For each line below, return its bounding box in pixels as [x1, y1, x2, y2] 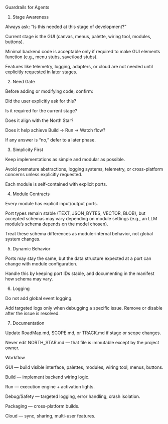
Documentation [12, 320, 45, 326]
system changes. [5, 236, 41, 242]
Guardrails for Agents [5, 5, 50, 10]
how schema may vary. [5, 276, 53, 281]
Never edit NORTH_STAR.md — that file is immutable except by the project [5, 340, 159, 345]
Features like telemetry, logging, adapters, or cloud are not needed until [5, 64, 153, 69]
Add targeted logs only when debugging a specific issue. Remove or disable [5, 305, 163, 311]
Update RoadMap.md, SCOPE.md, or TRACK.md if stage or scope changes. [5, 330, 161, 336]
